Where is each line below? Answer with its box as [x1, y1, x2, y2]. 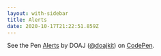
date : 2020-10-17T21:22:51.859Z [7, 23, 99, 29]
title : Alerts [7, 16, 48, 23]
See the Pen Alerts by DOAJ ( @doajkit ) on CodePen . [7, 42, 155, 50]
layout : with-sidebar [7, 10, 69, 17]
